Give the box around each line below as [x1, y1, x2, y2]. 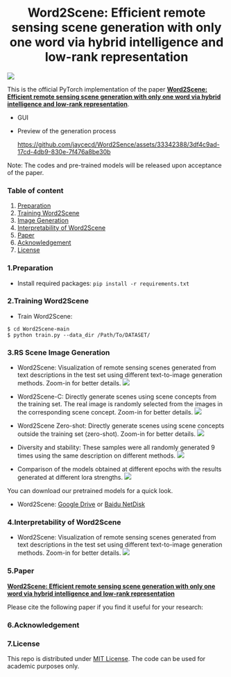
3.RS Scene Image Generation [7, 347, 110, 357]
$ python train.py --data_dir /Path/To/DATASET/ [7, 331, 151, 338]
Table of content [7, 185, 64, 195]
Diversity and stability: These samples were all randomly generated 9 [17, 443, 215, 452]
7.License [7, 639, 40, 649]
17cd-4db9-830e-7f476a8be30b [17, 147, 111, 156]
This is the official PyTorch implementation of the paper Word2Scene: [7, 85, 208, 93]
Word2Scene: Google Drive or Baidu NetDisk [17, 500, 146, 508]
